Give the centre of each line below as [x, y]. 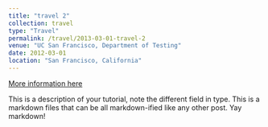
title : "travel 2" [39, 16]
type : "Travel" [34, 31]
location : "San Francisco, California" [75, 61]
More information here [45, 83]
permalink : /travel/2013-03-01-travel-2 [77, 38]
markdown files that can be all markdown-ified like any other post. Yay [125, 107]
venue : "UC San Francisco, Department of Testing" [95, 46]
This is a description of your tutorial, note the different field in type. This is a [134, 99]
